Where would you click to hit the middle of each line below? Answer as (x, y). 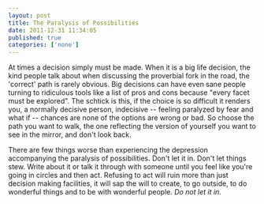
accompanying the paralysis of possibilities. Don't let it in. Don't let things (127, 158)
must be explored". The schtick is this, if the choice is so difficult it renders (129, 101)
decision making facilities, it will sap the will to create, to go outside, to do (128, 183)
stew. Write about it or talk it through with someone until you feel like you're (130, 167)
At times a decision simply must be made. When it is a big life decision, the (129, 67)
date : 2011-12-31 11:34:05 (52, 30)
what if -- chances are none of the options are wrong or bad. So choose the (131, 118)
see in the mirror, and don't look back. (70, 134)
